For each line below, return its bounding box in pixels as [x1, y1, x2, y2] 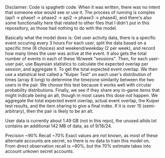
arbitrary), [5, 108, 26, 114]
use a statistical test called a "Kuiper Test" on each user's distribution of [5, 72, 152, 77]
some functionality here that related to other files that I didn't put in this [5, 20, 150, 26]
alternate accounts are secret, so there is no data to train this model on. [5, 138, 150, 144]
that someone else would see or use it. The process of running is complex [5, 9, 155, 15]
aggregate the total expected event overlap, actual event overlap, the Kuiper [5, 98, 160, 103]
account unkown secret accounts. [5, 148, 74, 154]
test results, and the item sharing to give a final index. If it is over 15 [5, 103, 142, 109]
